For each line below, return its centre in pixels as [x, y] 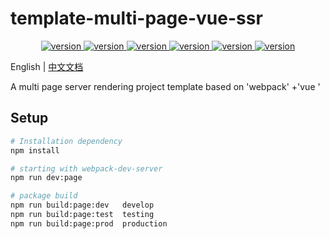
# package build [44, 196]
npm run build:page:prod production [89, 223]
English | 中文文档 [47, 66]
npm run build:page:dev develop [82, 205]
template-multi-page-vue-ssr [136, 18]
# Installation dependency [66, 141]
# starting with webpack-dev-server [86, 168]
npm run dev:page [46, 178]
